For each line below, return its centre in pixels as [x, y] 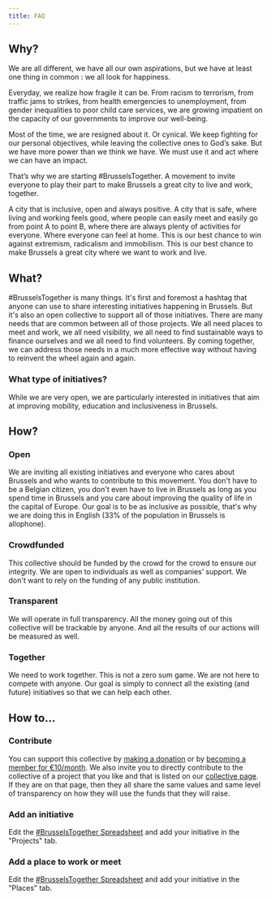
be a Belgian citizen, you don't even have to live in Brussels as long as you [133, 490]
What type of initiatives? [58, 379]
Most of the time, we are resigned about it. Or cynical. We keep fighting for [133, 134]
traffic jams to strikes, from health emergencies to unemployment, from [128, 102]
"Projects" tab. [33, 841]
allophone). [27, 524]
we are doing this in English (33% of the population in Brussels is [117, 515]
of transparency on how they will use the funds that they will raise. [119, 793]
